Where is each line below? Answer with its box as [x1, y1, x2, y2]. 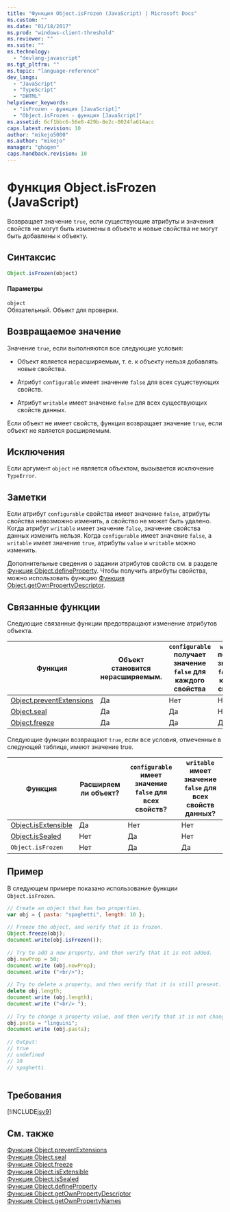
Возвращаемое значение [7, 326, 122, 337]
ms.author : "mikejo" [7, 138, 66, 145]
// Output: [7, 1038, 38, 1046]
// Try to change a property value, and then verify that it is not [7, 1013, 207, 1020]
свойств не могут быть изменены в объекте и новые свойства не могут [7, 224, 218, 233]
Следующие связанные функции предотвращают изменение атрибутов [7, 619, 218, 628]
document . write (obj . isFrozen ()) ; [7, 937, 103, 944]
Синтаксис [7, 252, 56, 263]
